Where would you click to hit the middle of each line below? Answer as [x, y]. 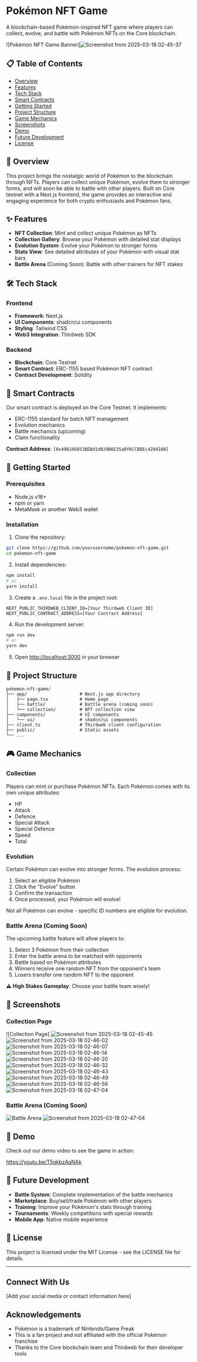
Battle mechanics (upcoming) [50, 432]
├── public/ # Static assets [62, 730]
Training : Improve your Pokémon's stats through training [83, 1207]
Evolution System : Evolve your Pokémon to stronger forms [86, 246]
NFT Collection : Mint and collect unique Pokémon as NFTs [85, 233]
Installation [23, 524]
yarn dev [17, 646]
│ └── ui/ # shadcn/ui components [72, 719]
